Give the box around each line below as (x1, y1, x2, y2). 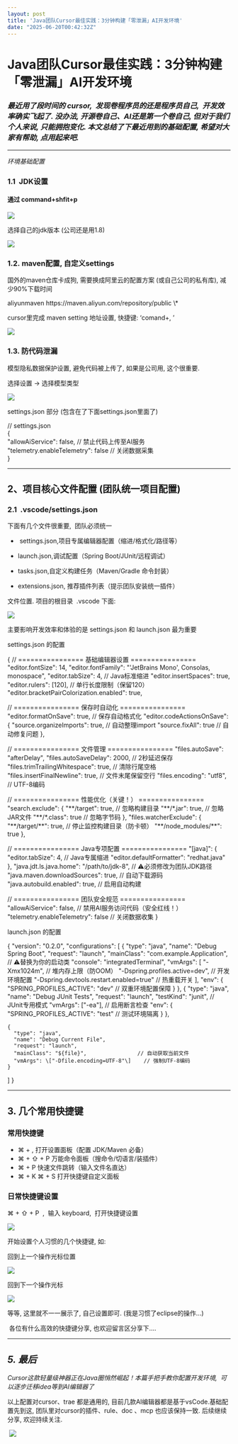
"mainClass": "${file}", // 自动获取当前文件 (13, 1050, 190, 1057)
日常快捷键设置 (7, 1191, 59, 1201)
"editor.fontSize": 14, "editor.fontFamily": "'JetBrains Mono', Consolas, (7, 663, 210, 672)
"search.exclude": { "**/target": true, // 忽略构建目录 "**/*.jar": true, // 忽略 (7, 804, 225, 813)
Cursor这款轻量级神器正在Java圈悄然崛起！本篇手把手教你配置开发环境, (7, 1374, 217, 1382)
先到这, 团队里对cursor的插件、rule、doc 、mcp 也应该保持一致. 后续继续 (13, 1406, 227, 1415)
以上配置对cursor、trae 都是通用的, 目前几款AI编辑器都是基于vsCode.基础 (7, 1397, 222, 1406)
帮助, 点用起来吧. (21, 132, 79, 142)
